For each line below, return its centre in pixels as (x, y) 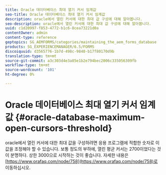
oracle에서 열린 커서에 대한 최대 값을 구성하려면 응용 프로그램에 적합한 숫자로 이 (83, 143)
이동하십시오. (18, 168)
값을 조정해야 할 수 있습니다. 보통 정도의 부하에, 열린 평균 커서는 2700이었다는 (81, 149)
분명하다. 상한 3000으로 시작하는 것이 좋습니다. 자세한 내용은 (69, 155)
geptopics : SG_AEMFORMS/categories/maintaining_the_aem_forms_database (81, 42)
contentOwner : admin (27, 33)
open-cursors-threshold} (59, 129)
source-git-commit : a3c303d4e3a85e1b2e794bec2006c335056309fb (71, 61)
